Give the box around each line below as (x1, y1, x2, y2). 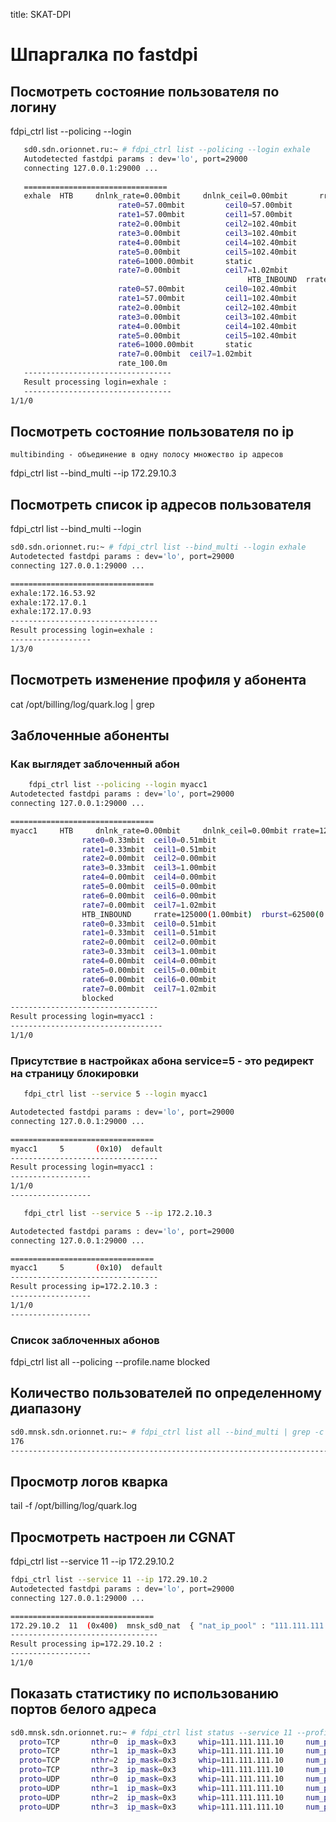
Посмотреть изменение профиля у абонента (10, 672, 307, 689)
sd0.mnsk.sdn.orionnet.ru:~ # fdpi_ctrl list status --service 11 (10, 1727, 293, 1738)
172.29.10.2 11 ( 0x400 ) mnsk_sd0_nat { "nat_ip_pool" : (10, 1620, 267, 1631)
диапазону (10, 1400, 82, 1418)
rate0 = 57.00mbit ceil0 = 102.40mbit (117, 284, 298, 294)
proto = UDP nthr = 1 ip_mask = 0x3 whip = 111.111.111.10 (19, 1783, 284, 1793)
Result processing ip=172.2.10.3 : (10, 1282, 159, 1292)
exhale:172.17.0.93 (10, 607, 92, 617)
